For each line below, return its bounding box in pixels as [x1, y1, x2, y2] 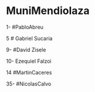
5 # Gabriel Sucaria [6, 35, 53, 42]
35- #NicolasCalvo [6, 80, 52, 87]
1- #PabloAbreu [6, 23, 44, 30]
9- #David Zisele [6, 46, 46, 53]
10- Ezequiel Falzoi [6, 57, 52, 64]
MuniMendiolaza [6, 4, 90, 18]
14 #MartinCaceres [6, 69, 52, 76]
